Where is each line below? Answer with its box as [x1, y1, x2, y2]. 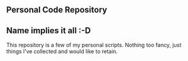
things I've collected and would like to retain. [6, 48, 118, 55]
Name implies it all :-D [6, 25, 91, 36]
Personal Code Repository [6, 5, 107, 15]
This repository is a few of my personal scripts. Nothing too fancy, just [6, 42, 182, 49]
